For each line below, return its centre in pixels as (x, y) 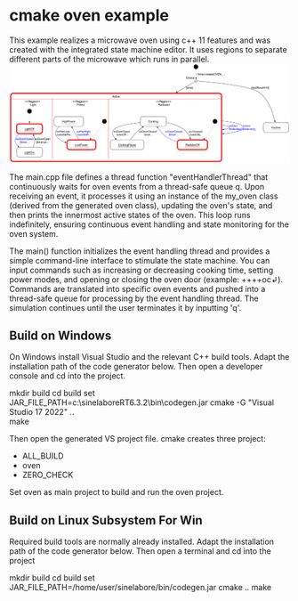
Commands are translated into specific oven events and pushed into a (137, 288)
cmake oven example (89, 16)
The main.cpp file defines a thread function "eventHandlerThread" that (139, 177)
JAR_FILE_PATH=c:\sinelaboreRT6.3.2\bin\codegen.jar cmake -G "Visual (141, 402)
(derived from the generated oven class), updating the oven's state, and (141, 205)
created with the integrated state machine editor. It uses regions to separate (148, 49)
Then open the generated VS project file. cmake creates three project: (138, 439)
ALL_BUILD (43, 456)
